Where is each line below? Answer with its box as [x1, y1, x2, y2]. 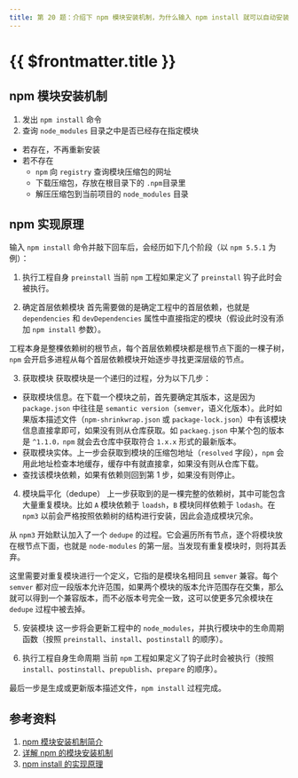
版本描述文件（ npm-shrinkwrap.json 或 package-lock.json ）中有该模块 [29, 414, 286, 425]
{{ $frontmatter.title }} [9, 51, 176, 71]
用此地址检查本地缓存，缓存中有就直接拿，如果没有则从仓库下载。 [21, 458, 263, 469]
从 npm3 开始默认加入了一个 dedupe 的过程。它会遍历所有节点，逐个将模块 [9, 529, 276, 540]
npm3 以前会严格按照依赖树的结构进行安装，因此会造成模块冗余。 [21, 511, 259, 521]
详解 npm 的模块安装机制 [21, 748, 114, 758]
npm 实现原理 [9, 217, 84, 232]
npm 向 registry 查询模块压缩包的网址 [35, 166, 172, 177]
